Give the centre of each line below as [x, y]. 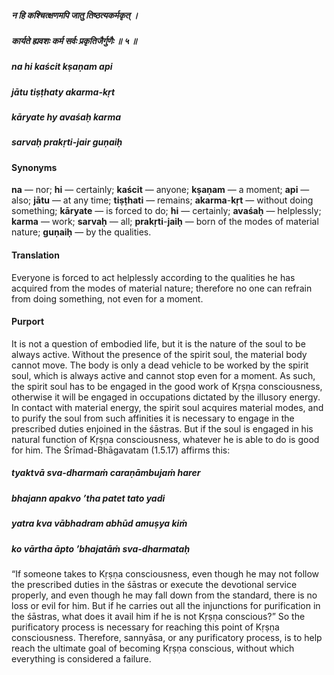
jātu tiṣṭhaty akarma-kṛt [63, 92]
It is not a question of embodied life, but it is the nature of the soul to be [158, 343]
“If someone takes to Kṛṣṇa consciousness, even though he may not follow [165, 573]
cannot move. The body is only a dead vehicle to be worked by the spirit [160, 365]
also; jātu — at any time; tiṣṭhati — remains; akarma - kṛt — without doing [162, 200]
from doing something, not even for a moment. [107, 298]
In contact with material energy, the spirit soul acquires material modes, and [167, 407]
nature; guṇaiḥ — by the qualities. [81, 232]
